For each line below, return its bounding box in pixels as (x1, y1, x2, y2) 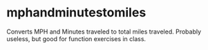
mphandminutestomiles (6, 5, 146, 21)
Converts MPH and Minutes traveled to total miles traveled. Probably (6, 27, 202, 36)
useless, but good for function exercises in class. (6, 34, 146, 42)
